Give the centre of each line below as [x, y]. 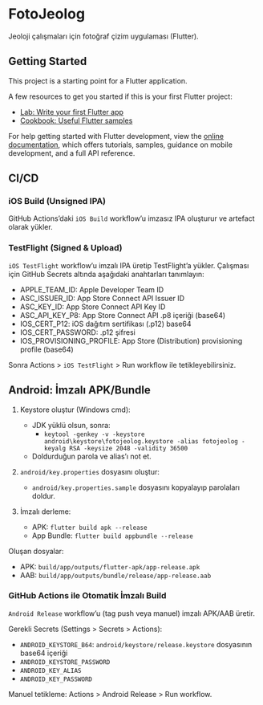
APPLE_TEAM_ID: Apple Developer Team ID [92, 289]
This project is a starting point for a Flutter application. [98, 80]
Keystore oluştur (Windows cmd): [75, 410]
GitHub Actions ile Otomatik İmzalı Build [87, 596]
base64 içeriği [44, 653]
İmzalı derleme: [45, 511]
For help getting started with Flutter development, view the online [116, 136]
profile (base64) [47, 349]
